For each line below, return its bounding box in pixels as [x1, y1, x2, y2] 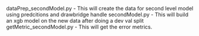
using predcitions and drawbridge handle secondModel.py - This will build [6, 11, 189, 18]
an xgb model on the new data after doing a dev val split [6, 17, 144, 24]
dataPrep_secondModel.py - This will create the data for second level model [6, 5, 194, 12]
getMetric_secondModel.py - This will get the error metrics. [6, 23, 153, 30]
